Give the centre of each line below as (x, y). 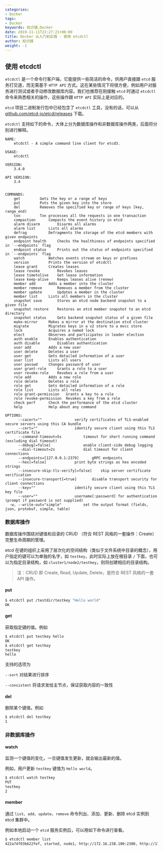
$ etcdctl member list (28, 839)
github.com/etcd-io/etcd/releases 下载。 (46, 114)
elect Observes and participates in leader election (79, 335)
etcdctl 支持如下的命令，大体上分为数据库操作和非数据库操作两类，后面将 (79, 124)
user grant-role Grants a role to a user (61, 369)
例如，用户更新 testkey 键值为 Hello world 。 (50, 768)
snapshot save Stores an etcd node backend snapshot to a (80, 301)
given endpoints (21, 237)
